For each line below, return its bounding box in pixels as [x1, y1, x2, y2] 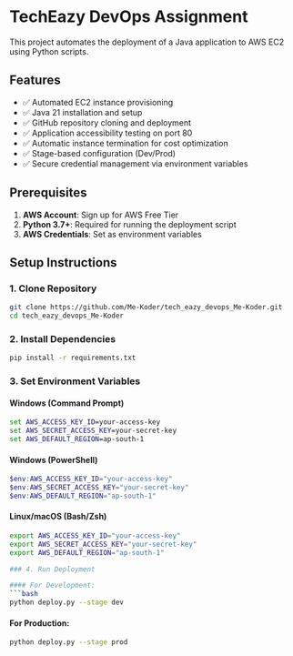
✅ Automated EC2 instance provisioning [22, 96, 174, 107]
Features [9, 73, 61, 88]
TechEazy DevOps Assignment [9, 6, 248, 27]
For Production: [9, 617, 70, 629]
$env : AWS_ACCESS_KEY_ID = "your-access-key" [9, 475, 173, 484]
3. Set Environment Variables [9, 375, 141, 388]
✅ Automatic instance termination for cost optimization [22, 137, 229, 148]
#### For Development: [9, 580, 96, 590]
